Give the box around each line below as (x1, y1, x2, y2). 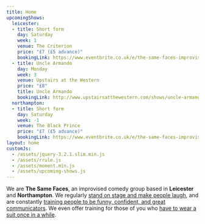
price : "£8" (17, 83, 48, 89)
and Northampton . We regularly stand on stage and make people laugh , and (6, 192, 199, 199)
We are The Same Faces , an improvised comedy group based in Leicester (6, 185, 194, 193)
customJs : (6, 145, 32, 152)
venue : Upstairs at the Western (17, 77, 99, 83)
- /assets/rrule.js (12, 157, 62, 163)
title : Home (6, 9, 37, 15)
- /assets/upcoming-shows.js (12, 168, 86, 174)
